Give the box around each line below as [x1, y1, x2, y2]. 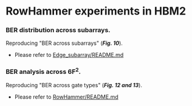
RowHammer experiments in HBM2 [5, 4, 187, 18]
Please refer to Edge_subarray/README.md [14, 51, 124, 59]
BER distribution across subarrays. [5, 26, 111, 35]
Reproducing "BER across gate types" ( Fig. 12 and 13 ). [5, 82, 142, 89]
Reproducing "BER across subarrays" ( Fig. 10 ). [5, 39, 123, 47]
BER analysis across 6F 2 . [5, 67, 81, 76]
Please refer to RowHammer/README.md [14, 93, 119, 101]
